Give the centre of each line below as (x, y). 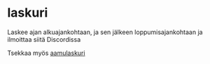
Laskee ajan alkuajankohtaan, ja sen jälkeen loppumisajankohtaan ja (105, 32)
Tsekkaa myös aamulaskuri (46, 53)
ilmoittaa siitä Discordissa (44, 39)
